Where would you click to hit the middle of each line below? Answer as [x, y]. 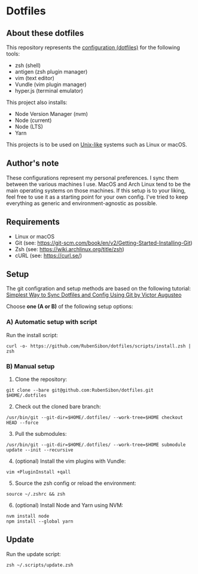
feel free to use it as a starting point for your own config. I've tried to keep [97, 197]
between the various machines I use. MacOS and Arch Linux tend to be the [98, 184]
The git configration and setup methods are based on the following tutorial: [99, 289]
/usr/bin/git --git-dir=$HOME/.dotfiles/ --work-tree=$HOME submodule [96, 445]
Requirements [33, 222]
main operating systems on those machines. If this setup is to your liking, [96, 190]
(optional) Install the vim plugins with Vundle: [70, 461]
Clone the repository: [41, 379]
